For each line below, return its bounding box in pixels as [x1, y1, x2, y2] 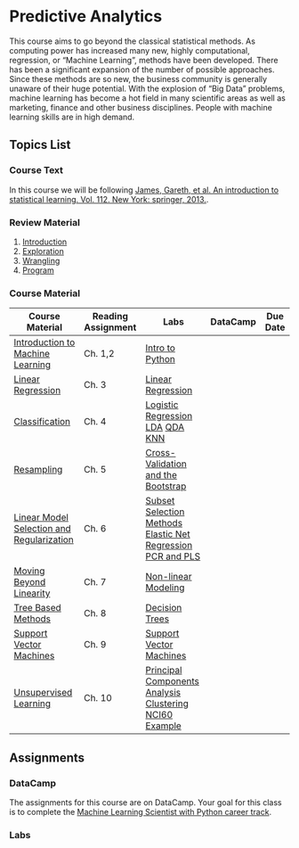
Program [21, 265, 55, 276]
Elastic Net [145, 528, 190, 540]
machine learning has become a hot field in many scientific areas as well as [9, 92, 287, 103]
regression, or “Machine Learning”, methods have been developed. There [9, 54, 279, 65]
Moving [13, 564, 45, 577]
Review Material [9, 216, 80, 228]
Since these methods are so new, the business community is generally [9, 73, 268, 84]
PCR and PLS [145, 550, 201, 563]
